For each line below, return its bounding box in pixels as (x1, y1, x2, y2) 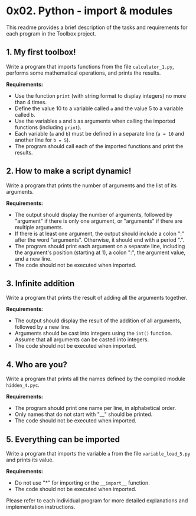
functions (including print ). (14, 123, 81, 131)
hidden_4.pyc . (6, 382, 40, 389)
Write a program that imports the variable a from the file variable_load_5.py (6, 450, 191, 457)
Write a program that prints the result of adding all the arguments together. (6, 294, 188, 302)
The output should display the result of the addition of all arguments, (14, 317, 182, 324)
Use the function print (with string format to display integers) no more (14, 92, 187, 99)
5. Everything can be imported (6, 434, 120, 444)
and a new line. (14, 255, 52, 262)
